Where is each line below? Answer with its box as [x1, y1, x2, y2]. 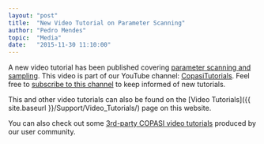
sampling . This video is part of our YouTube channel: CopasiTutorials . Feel [8, 71, 251, 81]
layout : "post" [8, 11, 58, 20]
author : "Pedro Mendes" [8, 26, 87, 34]
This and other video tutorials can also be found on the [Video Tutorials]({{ [8, 95, 251, 104]
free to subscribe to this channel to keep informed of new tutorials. [8, 80, 226, 89]
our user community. [8, 127, 76, 137]
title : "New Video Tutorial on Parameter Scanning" [8, 19, 186, 27]
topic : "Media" [8, 33, 62, 42]
